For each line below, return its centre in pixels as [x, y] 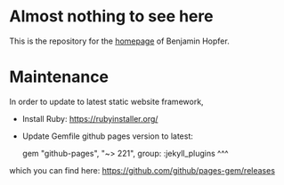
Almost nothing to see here [111, 16]
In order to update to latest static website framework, [106, 101]
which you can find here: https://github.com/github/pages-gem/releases [142, 170]
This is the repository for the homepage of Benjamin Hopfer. [119, 41]
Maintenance [59, 77]
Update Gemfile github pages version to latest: [108, 136]
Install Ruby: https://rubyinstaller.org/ [90, 118]
